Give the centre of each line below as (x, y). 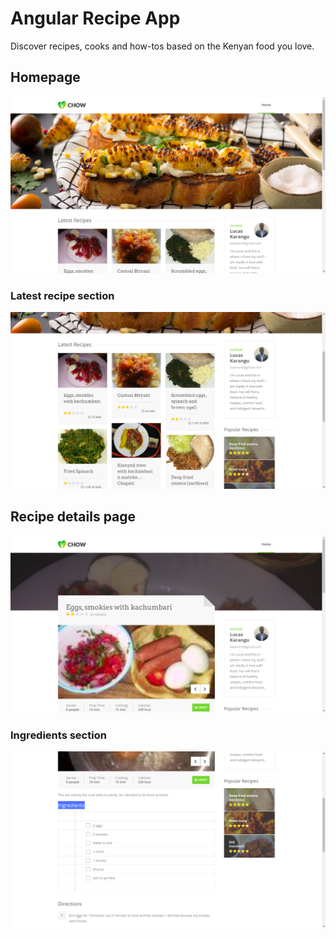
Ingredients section (58, 735)
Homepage (45, 77)
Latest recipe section (62, 295)
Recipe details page (73, 517)
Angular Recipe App (95, 18)
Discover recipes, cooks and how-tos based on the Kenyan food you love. (162, 46)
